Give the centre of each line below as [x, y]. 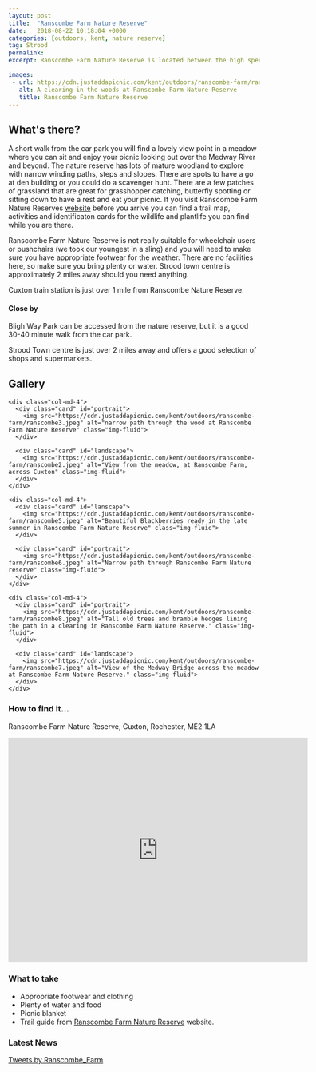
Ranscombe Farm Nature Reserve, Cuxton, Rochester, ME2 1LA [112, 726]
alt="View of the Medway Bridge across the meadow [173, 668]
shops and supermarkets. [50, 359]
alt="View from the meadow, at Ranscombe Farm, [167, 465]
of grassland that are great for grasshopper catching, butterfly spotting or [129, 191]
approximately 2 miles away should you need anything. [99, 275]
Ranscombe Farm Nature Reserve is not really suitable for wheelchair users [132, 241]
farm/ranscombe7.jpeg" [46, 668]
